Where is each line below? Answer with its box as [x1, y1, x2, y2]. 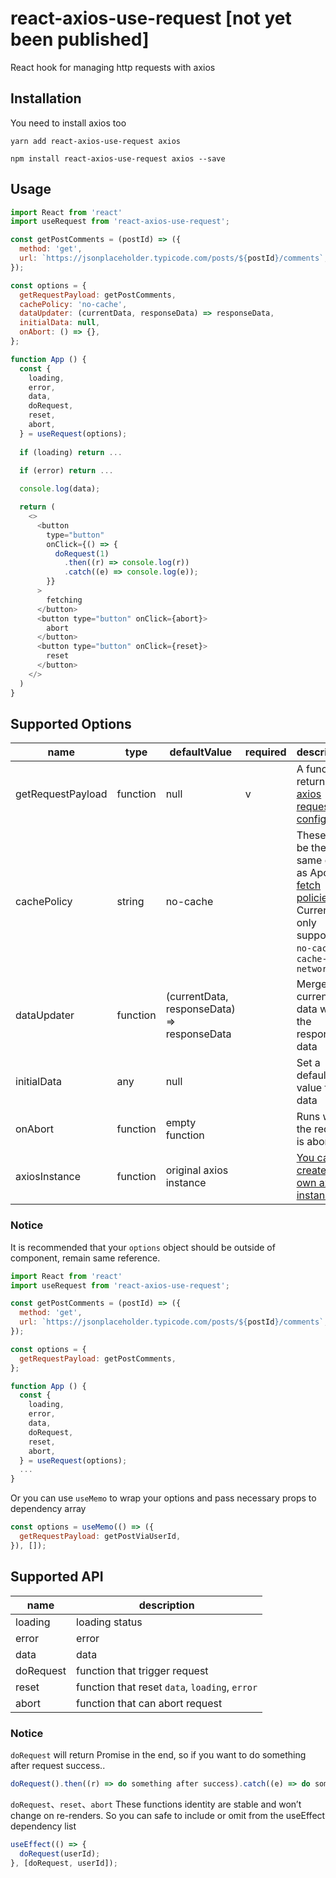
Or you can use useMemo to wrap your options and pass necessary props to [10, 1492, 317, 1504]
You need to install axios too [10, 117, 127, 129]
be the [296, 841, 327, 855]
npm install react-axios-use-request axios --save [10, 153, 226, 164]
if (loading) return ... [19, 447, 123, 457]
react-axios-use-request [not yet [10, 7, 292, 30]
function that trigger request [76, 1663, 209, 1677]
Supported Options [10, 715, 132, 732]
